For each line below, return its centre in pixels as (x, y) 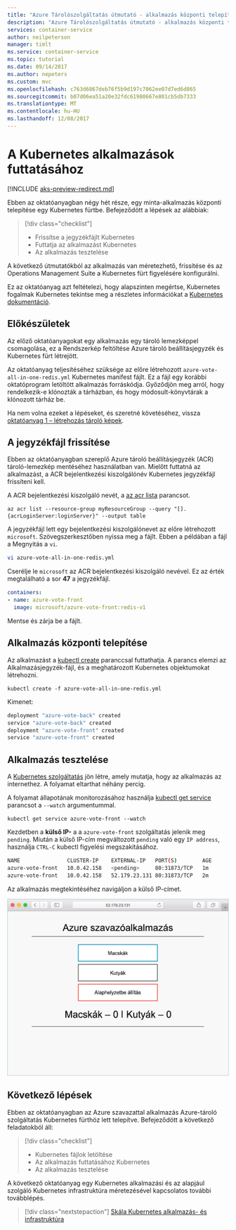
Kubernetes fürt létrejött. (43, 356)
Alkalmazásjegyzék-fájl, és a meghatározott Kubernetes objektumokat (109, 667)
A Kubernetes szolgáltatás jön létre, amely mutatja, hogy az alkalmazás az (114, 776)
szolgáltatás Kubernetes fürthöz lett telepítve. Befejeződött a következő (111, 1120)
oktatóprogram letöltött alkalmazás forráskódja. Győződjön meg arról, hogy (116, 384)
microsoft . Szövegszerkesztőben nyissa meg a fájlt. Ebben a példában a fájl (117, 537)
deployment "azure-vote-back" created (64, 715)
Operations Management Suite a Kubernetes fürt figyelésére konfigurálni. (113, 273)
